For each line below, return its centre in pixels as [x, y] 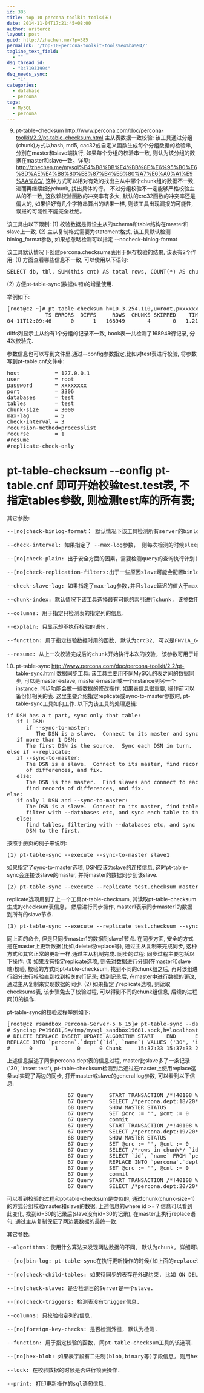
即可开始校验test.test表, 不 [123, 485]
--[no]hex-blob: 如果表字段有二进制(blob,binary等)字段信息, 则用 [99, 1357]
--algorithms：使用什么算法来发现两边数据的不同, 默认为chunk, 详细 [99, 1247]
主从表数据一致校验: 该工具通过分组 [149, 138]
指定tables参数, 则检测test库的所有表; [101, 500]
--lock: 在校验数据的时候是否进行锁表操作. [64, 1370]
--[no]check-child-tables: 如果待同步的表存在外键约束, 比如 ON [96, 1275]
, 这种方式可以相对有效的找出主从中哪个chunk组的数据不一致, [119, 181]
